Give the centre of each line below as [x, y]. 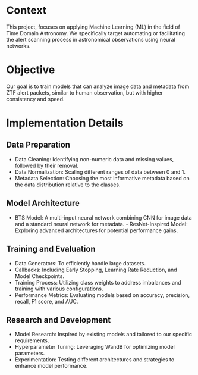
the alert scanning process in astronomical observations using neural [91, 39]
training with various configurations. [59, 289]
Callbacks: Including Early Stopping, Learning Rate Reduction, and [96, 270]
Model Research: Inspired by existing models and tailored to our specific [103, 335]
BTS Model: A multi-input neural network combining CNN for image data [103, 217]
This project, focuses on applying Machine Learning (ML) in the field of [93, 27]
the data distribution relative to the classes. [67, 185]
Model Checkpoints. [39, 276]
